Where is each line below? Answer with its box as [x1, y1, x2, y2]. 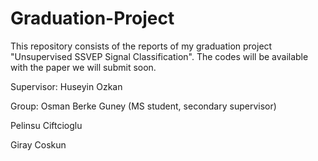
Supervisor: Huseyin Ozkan [10, 80, 123, 92]
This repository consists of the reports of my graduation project [10, 40, 273, 52]
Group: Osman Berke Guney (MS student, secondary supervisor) [10, 100, 277, 112]
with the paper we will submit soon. [10, 61, 157, 73]
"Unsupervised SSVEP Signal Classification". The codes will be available [10, 50, 309, 62]
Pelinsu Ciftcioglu [10, 119, 83, 131]
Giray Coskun [10, 138, 67, 151]
